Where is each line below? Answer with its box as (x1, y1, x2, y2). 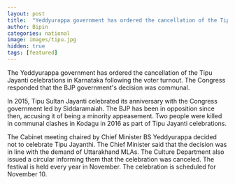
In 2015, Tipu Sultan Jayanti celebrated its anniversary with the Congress (7, 97, 218, 105)
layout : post (7, 10, 45, 17)
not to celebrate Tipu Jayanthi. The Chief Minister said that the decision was (7, 140, 227, 148)
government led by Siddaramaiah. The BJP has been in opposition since (7, 104, 215, 113)
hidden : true (7, 43, 45, 50)
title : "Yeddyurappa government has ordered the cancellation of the (7, 17, 218, 24)
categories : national (7, 29, 71, 37)
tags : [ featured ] (7, 50, 58, 57)
